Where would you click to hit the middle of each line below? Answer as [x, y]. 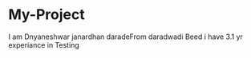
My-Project [47, 15]
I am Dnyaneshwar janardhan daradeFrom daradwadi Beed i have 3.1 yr [125, 37]
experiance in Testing [44, 44]
